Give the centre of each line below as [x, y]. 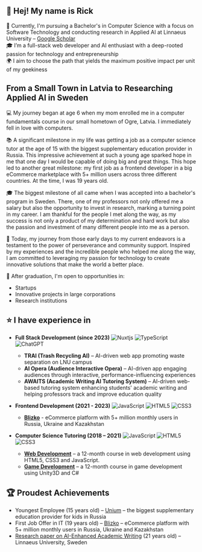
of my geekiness [27, 69]
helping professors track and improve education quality [93, 394]
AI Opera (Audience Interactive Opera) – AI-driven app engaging [105, 369]
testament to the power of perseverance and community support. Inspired [98, 245]
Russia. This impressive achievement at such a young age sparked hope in [99, 155]
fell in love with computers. [40, 128]
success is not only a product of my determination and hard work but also [98, 220]
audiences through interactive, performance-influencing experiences [110, 375]
